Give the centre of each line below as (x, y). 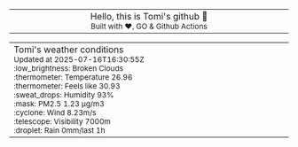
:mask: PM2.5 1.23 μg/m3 (59, 104)
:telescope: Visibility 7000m (62, 122)
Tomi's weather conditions (69, 50)
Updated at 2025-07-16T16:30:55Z (79, 60)
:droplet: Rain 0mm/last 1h (59, 131)
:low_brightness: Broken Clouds (69, 69)
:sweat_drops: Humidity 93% (64, 95)
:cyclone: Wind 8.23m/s (55, 113)
